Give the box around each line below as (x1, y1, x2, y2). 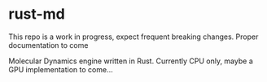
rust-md (8, 5, 65, 24)
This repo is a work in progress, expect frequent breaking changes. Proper (8, 32, 259, 41)
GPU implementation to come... (8, 64, 113, 74)
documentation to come (8, 40, 89, 50)
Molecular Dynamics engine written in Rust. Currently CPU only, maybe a (8, 56, 254, 66)
